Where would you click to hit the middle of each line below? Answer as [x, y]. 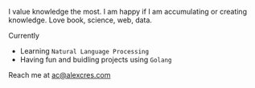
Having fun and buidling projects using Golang [96, 60]
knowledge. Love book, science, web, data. [80, 20]
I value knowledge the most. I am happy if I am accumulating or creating [128, 12]
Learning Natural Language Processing [84, 51]
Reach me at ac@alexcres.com [60, 75]
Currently [24, 36]
